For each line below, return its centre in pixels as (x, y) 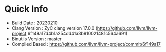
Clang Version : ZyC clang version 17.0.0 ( (55, 28)
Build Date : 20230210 (35, 23)
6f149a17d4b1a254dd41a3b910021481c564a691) (78, 33)
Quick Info (26, 9)
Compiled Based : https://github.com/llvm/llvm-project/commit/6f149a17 (86, 44)
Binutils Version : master (37, 39)
